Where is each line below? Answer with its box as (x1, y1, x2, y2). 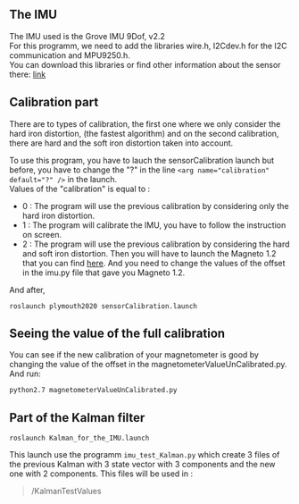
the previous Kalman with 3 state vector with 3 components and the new (9, 459, 276, 470)
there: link (9, 69, 46, 80)
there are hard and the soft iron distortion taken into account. (9, 138, 234, 148)
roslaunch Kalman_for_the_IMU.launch (9, 433, 150, 443)
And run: (9, 368, 42, 379)
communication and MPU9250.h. (9, 49, 131, 61)
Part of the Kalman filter (9, 410, 145, 425)
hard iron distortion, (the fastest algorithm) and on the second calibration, (9, 128, 279, 139)
